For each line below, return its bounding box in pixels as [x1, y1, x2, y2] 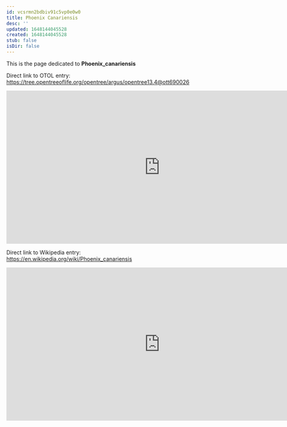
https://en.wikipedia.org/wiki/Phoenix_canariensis [6, 255, 132, 262]
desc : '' [6, 20, 29, 26]
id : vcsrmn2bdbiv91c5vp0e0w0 [6, 9, 81, 15]
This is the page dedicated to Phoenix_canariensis [6, 59, 136, 67]
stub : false [6, 37, 37, 43]
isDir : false [6, 43, 40, 50]
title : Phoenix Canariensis [6, 15, 78, 21]
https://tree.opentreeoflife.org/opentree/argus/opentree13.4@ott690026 [6, 78, 190, 86]
